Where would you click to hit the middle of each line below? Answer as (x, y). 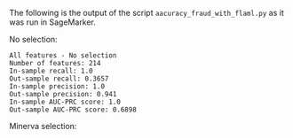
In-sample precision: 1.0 (57, 87)
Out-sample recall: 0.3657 (59, 79)
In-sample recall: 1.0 (51, 71)
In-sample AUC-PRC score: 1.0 (65, 102)
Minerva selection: (43, 126)
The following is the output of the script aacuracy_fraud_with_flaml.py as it (146, 13)
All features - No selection (63, 56)
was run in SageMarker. (52, 22)
